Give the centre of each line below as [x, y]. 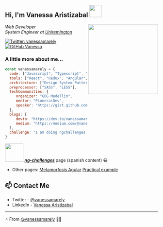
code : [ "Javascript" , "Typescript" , [46, 73]
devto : [22, 119]
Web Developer [20, 27]
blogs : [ [18, 114]
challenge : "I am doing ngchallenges [48, 132]
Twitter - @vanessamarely [38, 199]
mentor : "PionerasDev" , [40, 101]
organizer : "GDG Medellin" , [44, 96]
